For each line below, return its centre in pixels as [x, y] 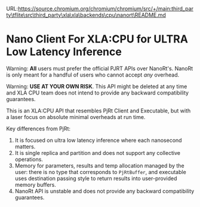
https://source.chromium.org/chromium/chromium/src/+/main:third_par [106, 9]
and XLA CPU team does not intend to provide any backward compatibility [98, 93]
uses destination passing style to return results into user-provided [96, 178]
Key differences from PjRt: [38, 129]
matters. [25, 147]
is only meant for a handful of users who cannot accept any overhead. [93, 75]
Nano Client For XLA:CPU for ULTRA [97, 39]
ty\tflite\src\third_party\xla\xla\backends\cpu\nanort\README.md [86, 15]
